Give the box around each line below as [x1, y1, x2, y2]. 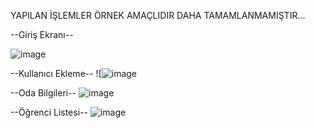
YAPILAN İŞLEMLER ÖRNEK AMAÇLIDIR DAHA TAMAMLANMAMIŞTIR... [10, 10, 306, 21]
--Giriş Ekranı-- [10, 29, 74, 40]
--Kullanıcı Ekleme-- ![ [10, 68, 102, 79]
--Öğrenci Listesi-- [10, 106, 88, 118]
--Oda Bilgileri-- [10, 87, 77, 99]
